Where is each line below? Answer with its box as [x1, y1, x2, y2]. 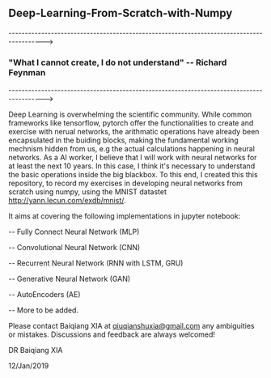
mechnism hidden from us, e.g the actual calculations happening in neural [8, 144, 255, 154]
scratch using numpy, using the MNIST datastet [8, 187, 167, 197]
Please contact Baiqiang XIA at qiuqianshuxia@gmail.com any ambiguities [8, 321, 255, 331]
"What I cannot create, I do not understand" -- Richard [8, 57, 227, 68]
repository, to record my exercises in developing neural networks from [8, 178, 243, 189]
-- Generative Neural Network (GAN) [8, 274, 131, 284]
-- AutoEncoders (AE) [8, 290, 81, 299]
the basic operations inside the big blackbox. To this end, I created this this [8, 170, 258, 180]
